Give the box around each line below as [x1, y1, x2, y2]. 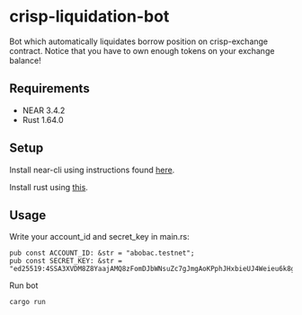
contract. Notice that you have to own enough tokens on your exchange [9, 45, 275, 56]
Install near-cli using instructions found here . [9, 164, 175, 175]
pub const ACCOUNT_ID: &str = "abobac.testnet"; [9, 249, 195, 258]
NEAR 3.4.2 [22, 105, 66, 116]
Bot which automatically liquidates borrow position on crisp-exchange [9, 36, 269, 47]
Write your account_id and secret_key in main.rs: [9, 232, 191, 242]
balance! [9, 55, 42, 66]
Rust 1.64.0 [22, 114, 65, 125]
